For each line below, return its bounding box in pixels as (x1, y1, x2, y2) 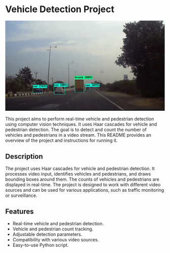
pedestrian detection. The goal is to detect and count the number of (5, 126, 147, 133)
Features (5, 207, 34, 216)
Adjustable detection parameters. (12, 231, 82, 237)
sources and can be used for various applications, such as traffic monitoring (5, 187, 164, 193)
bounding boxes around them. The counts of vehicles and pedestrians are (5, 176, 159, 183)
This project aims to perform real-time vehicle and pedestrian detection (5, 116, 154, 122)
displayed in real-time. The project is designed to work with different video (5, 182, 161, 188)
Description (5, 152, 43, 160)
